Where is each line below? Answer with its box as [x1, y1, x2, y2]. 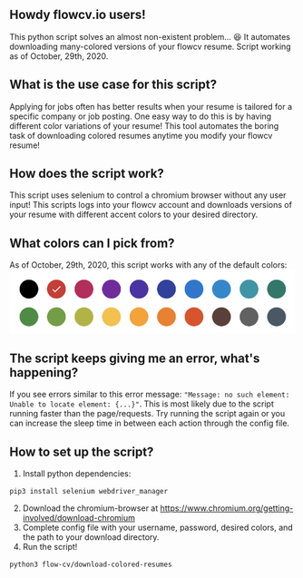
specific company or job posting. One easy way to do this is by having [9, 111, 272, 122]
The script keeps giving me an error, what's [9, 351, 260, 367]
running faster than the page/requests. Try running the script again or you [9, 408, 286, 419]
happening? [9, 365, 79, 380]
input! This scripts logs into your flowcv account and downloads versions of [9, 200, 293, 211]
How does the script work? [9, 166, 165, 181]
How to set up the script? [9, 444, 154, 459]
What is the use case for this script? [9, 77, 218, 93]
